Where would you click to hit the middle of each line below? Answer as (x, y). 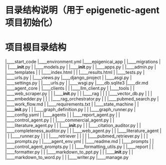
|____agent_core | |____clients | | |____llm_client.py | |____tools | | (70, 88)
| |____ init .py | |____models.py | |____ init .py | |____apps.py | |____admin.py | (81, 67)
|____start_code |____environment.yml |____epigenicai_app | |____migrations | (83, 62)
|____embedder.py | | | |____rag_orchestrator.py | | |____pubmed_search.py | (82, 99)
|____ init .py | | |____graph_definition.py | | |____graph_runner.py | (71, 109)
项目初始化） (32, 23)
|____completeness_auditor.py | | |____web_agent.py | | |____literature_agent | (83, 131)
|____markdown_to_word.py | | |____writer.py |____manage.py (67, 157)
